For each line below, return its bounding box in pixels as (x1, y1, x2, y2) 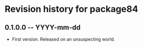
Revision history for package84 (4, 3, 138, 15)
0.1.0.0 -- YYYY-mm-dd (4, 23, 81, 32)
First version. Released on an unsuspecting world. (11, 36, 115, 42)
